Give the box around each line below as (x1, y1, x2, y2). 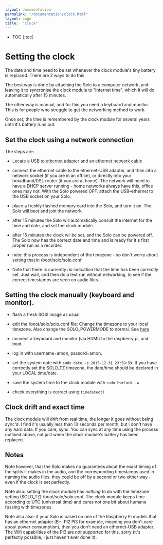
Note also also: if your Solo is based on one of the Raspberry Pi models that (5, 514, 157, 520)
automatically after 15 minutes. (5, 92, 67, 98)
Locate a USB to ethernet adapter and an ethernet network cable (12, 158, 143, 164)
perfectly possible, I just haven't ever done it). (5, 534, 97, 540)
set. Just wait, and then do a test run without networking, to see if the (12, 272, 152, 277)
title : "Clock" (5, 20, 38, 26)
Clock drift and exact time (5, 403, 85, 411)
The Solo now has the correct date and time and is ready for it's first (12, 237, 149, 243)
